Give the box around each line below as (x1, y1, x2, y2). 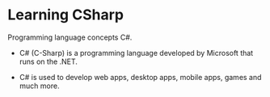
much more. (19, 81, 60, 91)
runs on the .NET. (19, 57, 78, 66)
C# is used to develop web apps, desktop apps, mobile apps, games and (19, 72, 262, 82)
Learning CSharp (7, 6, 124, 24)
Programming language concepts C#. (7, 32, 133, 42)
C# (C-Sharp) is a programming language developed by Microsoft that (19, 48, 254, 57)
